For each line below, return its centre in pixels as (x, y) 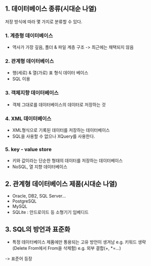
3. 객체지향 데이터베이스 (32, 93)
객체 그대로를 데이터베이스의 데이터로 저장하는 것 (59, 104)
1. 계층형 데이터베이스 (29, 35)
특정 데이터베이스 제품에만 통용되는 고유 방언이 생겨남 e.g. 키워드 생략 (79, 242)
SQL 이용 (21, 79)
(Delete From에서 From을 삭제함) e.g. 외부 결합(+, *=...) (67, 248)
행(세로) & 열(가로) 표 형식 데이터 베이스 (50, 73)
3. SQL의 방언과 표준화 (38, 229)
